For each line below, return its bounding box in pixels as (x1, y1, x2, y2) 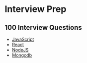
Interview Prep (4, 3, 67, 15)
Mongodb (11, 52, 32, 58)
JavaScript (11, 36, 34, 42)
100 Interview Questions (4, 23, 83, 32)
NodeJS (11, 47, 29, 53)
